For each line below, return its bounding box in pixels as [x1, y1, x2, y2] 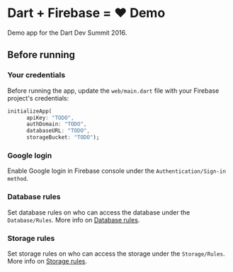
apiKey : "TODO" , [25, 114, 74, 121]
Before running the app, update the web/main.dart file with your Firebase [7, 86, 220, 95]
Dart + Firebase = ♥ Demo [7, 5, 166, 21]
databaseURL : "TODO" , [25, 127, 91, 135]
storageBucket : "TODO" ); [25, 134, 100, 141]
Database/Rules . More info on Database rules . [7, 215, 140, 224]
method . [7, 174, 28, 183]
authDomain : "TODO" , [25, 120, 87, 128]
